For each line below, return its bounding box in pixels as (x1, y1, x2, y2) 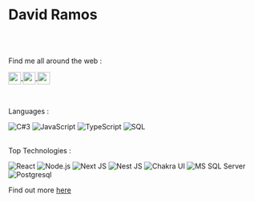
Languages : (8, 106, 50, 116)
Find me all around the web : (8, 56, 103, 65)
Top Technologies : (8, 145, 72, 155)
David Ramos (8, 6, 98, 24)
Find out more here (8, 185, 72, 195)
